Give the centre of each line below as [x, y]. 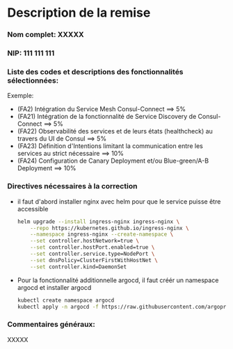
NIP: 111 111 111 [31, 54]
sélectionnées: [33, 80]
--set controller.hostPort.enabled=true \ [93, 247]
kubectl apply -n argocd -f [58, 307]
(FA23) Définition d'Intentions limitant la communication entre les [110, 146]
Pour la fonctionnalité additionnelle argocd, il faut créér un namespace [118, 280]
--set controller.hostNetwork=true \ [85, 241]
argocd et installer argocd [54, 287]
